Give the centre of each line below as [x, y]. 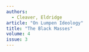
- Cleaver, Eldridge [37, 17]
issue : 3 [17, 39]
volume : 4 [18, 34]
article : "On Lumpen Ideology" [45, 23]
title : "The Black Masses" [39, 28]
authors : [17, 12]
